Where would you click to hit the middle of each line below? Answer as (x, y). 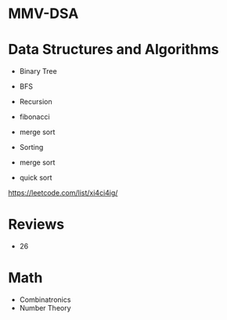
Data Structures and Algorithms (113, 50)
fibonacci (34, 117)
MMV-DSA (43, 14)
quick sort (36, 178)
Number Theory (45, 308)
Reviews (36, 225)
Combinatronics (45, 300)
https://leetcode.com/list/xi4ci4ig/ (63, 193)
